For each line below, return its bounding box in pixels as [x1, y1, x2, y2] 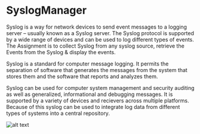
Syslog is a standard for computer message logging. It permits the [6, 60, 169, 67]
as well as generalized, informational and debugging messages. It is [6, 91, 173, 98]
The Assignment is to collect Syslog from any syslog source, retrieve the [6, 42, 185, 49]
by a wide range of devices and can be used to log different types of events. [6, 36, 194, 43]
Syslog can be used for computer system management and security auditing [6, 84, 195, 91]
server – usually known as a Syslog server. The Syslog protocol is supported [6, 29, 194, 36]
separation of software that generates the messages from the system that [6, 66, 188, 73]
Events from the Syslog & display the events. [6, 48, 116, 55]
